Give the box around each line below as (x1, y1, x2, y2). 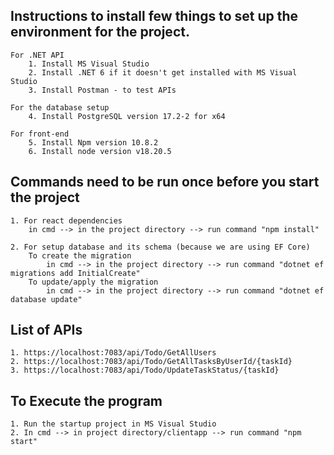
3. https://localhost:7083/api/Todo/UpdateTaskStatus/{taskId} (10, 365, 280, 376)
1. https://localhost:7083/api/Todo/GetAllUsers (10, 348, 217, 358)
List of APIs (10, 322, 83, 339)
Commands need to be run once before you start (10, 174, 320, 191)
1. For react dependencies (10, 215, 123, 226)
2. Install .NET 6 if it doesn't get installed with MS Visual (28, 67, 298, 78)
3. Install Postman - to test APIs (28, 85, 177, 95)
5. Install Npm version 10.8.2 (28, 137, 159, 148)
